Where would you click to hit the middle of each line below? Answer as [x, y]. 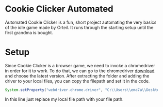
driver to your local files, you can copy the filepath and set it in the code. [77, 81]
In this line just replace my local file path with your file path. [64, 99]
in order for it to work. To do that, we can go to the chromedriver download [80, 71]
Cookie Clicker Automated [59, 9]
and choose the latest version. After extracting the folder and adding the [77, 76]
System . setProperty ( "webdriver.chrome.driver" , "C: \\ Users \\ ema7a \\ [76, 90]
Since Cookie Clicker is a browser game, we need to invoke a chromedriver [80, 65]
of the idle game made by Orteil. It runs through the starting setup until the [79, 27]
